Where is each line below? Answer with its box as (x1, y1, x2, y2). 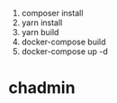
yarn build (21, 27, 59, 37)
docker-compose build (21, 36, 106, 47)
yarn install (21, 17, 63, 28)
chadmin (8, 78, 76, 98)
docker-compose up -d (21, 46, 109, 57)
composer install (21, 8, 84, 18)
